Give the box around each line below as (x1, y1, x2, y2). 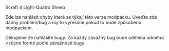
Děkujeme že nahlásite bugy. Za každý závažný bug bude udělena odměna (5, 35, 164, 40)
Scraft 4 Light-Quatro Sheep (5, 5, 66, 10)
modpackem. (5, 25, 33, 31)
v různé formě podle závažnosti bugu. (5, 40, 86, 46)
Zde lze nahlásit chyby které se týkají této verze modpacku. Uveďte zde (5, 14, 158, 20)
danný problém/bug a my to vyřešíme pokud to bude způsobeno (5, 20, 142, 25)
